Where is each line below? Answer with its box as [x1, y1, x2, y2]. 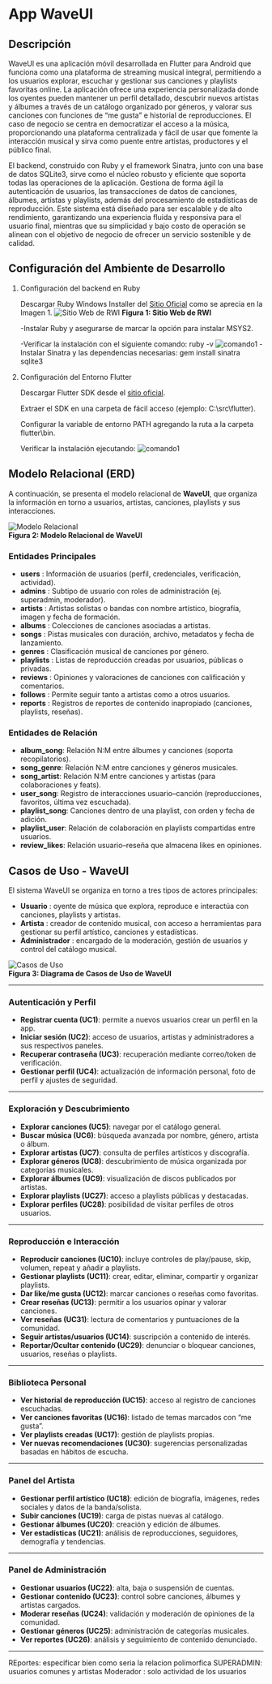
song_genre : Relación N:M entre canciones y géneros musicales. [19, 763, 239, 773]
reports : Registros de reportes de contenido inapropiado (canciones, [19, 698, 253, 708]
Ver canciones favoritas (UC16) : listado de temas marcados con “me [19, 1413, 252, 1423]
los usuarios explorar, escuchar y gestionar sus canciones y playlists [8, 76, 237, 85]
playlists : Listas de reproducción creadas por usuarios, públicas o [19, 655, 244, 665]
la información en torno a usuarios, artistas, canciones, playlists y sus [8, 497, 240, 507]
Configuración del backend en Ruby [19, 283, 141, 293]
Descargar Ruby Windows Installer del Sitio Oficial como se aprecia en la [19, 299, 263, 308]
